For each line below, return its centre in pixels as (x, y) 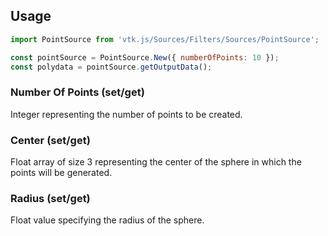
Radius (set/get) (50, 198)
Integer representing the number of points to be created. (126, 114)
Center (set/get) (50, 140)
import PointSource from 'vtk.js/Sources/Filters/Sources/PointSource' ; (165, 39)
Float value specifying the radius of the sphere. (107, 220)
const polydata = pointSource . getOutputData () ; (111, 67)
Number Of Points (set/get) (77, 92)
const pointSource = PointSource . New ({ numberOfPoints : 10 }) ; (145, 57)
